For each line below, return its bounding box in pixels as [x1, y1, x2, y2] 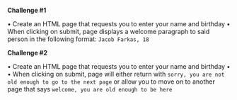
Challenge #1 [7, 6, 47, 14]
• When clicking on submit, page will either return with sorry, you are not [7, 70, 225, 78]
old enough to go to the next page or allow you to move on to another [7, 77, 216, 86]
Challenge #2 [7, 49, 48, 57]
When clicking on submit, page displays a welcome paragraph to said [7, 28, 210, 35]
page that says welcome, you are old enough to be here [7, 85, 173, 93]
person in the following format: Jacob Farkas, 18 [7, 35, 150, 43]
